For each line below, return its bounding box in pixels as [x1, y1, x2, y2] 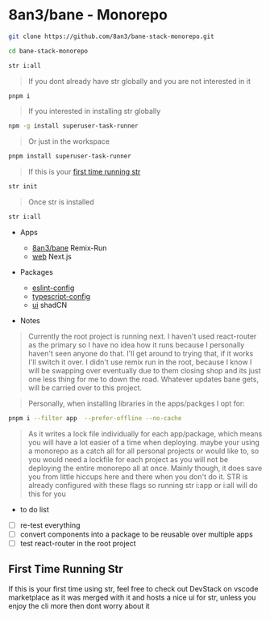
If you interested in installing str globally [27, 107, 161, 116]
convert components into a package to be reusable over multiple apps [19, 529, 254, 539]
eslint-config [31, 283, 75, 293]
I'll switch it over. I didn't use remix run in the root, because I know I [27, 357, 252, 367]
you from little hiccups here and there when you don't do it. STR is [27, 471, 248, 482]
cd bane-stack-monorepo [8, 47, 89, 55]
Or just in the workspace [27, 137, 110, 146]
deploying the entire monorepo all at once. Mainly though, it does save [27, 463, 263, 473]
